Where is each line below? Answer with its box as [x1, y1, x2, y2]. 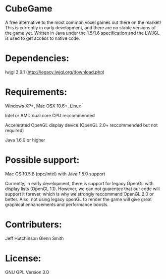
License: [5, 253, 41, 264]
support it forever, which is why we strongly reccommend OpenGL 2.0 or [5, 191, 154, 197]
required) [5, 127, 24, 133]
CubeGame [5, 3, 53, 14]
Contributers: [5, 219, 62, 230]
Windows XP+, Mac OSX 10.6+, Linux [5, 103, 81, 109]
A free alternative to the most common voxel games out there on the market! [5, 19, 161, 25]
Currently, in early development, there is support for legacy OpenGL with [5, 180, 154, 186]
